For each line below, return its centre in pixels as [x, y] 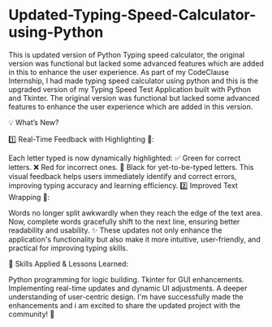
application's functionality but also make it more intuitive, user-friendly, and [135, 239]
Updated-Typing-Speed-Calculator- [132, 15]
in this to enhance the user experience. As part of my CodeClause [119, 72]
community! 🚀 [32, 314]
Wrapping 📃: [29, 197]
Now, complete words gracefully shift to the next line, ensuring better [124, 221]
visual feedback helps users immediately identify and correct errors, [123, 176]
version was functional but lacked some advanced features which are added [136, 63]
